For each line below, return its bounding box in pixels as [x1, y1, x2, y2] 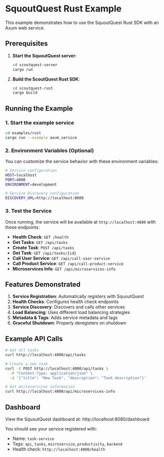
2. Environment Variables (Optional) [5, 147, 94, 154]
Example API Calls [5, 334, 63, 343]
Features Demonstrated [5, 280, 81, 288]
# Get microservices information [5, 384, 75, 389]
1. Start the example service [5, 119, 74, 126]
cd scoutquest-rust [12, 85, 53, 90]
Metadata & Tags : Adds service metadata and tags [12, 314, 118, 320]
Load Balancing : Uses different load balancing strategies [12, 309, 130, 315]
